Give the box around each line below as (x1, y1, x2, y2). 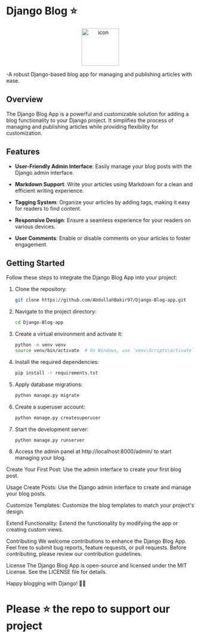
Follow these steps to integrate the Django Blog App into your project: (6, 274, 177, 281)
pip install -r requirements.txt (14, 370, 99, 376)
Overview (6, 95, 44, 105)
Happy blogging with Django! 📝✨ (6, 580, 87, 587)
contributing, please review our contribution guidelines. (6, 551, 142, 558)
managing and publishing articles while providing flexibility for (6, 123, 159, 130)
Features (6, 147, 40, 157)
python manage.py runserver (14, 437, 85, 443)
